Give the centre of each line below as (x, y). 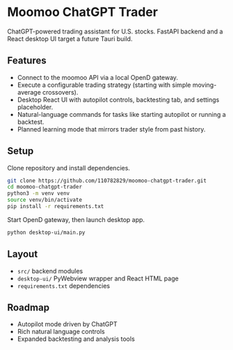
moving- (204, 85)
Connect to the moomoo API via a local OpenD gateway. (98, 77)
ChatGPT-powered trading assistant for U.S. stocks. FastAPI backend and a (115, 31)
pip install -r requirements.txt (56, 207)
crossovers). (61, 92)
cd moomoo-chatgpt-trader (45, 187)
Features (27, 61)
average (29, 92)
